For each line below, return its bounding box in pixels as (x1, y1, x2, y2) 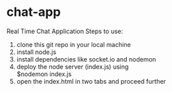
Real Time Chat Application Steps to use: (6, 27, 123, 35)
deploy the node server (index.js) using (16, 62, 129, 71)
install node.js (16, 48, 57, 56)
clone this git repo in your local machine (16, 40, 131, 48)
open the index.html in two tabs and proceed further (16, 77, 166, 85)
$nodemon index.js (16, 70, 72, 78)
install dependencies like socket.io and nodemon (16, 55, 157, 63)
